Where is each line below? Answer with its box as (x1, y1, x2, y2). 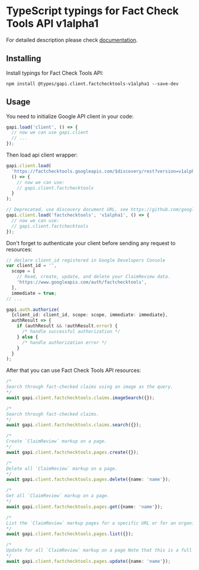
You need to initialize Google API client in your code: (6, 113, 134, 120)
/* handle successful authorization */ (21, 329, 120, 335)
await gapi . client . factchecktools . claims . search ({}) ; (6, 422, 142, 428)
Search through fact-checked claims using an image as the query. (6, 384, 174, 390)
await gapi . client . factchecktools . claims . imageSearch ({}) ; (6, 394, 155, 401)
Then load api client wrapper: (6, 151, 78, 158)
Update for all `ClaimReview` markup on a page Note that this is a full (6, 547, 192, 553)
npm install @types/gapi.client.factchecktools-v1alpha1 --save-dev (6, 81, 179, 87)
